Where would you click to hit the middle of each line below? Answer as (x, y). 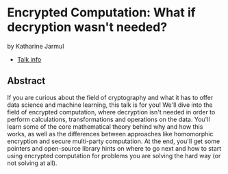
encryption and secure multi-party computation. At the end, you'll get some (114, 141)
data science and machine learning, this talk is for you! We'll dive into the (110, 105)
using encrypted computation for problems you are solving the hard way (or (114, 156)
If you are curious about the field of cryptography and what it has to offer (110, 97)
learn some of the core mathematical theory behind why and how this (105, 126)
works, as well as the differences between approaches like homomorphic (110, 134)
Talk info (29, 59)
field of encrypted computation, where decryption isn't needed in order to (111, 112)
